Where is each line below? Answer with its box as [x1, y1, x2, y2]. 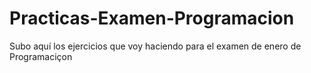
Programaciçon [9, 50, 73, 62]
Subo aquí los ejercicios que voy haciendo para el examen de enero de [9, 40, 302, 52]
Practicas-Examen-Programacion [9, 7, 295, 30]
